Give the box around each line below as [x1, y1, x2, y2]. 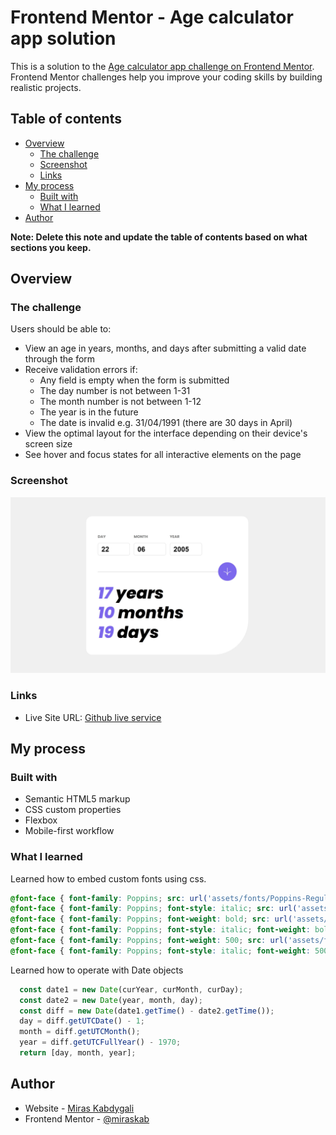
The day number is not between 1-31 [39, 385, 191, 397]
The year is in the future [39, 406, 139, 418]
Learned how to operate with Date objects [10, 964, 184, 976]
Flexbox [24, 814, 58, 826]
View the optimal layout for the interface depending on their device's [24, 427, 308, 440]
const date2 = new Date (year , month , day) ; [19, 995, 203, 1005]
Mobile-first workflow [24, 825, 115, 837]
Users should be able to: [10, 323, 112, 335]
